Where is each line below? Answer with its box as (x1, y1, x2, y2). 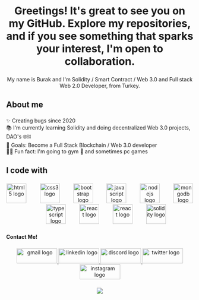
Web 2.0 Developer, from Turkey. (59, 82, 141, 90)
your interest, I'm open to (36, 42, 163, 56)
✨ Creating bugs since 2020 (6, 117, 76, 124)
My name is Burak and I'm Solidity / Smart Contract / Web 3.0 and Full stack (7, 76, 193, 83)
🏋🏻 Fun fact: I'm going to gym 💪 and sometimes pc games (6, 148, 149, 155)
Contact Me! (6, 233, 37, 240)
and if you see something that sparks (6, 30, 194, 43)
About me (6, 99, 43, 109)
